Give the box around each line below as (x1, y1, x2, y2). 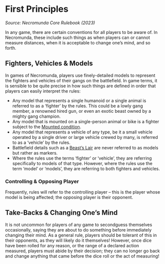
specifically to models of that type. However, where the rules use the (12, 160, 153, 166)
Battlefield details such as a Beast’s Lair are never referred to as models (12, 144, 159, 151)
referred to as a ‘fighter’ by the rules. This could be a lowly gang (12, 102, 143, 109)
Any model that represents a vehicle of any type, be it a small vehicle (12, 129, 153, 135)
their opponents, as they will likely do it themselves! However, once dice (5, 237, 152, 243)
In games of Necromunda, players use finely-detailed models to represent (5, 72, 156, 78)
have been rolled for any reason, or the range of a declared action (5, 242, 139, 248)
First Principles (5, 3, 69, 15)
